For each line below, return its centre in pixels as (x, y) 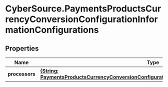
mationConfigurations (52, 30)
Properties (22, 48)
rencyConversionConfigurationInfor (82, 19)
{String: (49, 71)
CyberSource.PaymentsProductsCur (83, 9)
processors (22, 74)
